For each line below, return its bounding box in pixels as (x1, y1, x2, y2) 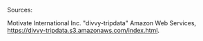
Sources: (7, 6, 33, 14)
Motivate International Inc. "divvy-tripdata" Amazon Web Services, (7, 19, 197, 27)
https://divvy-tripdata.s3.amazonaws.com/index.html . (7, 27, 160, 34)
